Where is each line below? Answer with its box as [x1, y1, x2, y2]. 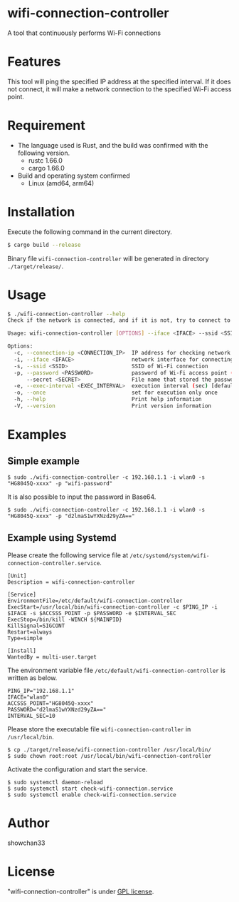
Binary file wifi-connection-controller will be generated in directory [7, 254, 209, 263]
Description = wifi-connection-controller [7, 578, 135, 586]
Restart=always [7, 628, 53, 636]
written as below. [7, 673, 58, 682]
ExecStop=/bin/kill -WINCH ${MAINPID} [7, 616, 122, 623]
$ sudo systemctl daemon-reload [7, 779, 103, 786]
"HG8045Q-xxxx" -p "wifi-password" [7, 480, 113, 487]
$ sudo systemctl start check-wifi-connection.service [7, 785, 174, 792]
